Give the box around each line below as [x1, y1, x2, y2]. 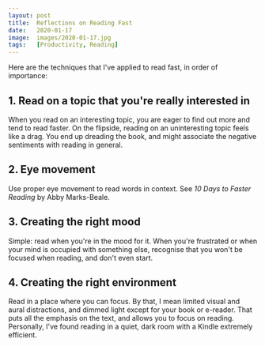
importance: [8, 71, 48, 81]
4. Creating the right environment [8, 276, 176, 289]
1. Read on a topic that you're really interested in [8, 94, 251, 107]
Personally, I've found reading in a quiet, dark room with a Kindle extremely [8, 322, 253, 332]
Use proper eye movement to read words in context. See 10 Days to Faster [8, 183, 252, 194]
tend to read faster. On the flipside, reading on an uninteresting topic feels [8, 123, 249, 133]
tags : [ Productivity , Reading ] [8, 41, 119, 49]
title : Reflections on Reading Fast [8, 19, 133, 27]
